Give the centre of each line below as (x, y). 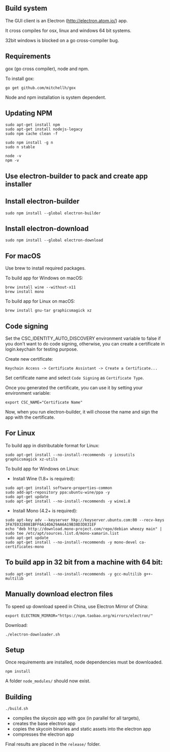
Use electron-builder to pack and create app (77, 176)
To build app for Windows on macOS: (44, 278)
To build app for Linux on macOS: (40, 301)
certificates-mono (25, 546)
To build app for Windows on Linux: (42, 469)
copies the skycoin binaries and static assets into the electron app (82, 729)
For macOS (23, 256)
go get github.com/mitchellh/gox (41, 88)
